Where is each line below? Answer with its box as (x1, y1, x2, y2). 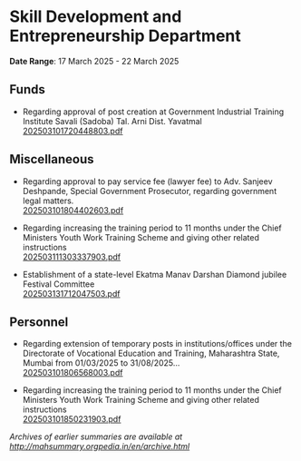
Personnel (9, 314, 69, 329)
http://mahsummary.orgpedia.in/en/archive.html (9, 441, 190, 452)
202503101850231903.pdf (22, 414, 121, 425)
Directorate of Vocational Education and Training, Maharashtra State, (22, 348, 280, 359)
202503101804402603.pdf (22, 204, 124, 215)
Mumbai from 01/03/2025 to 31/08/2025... (22, 358, 180, 368)
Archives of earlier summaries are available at (9, 431, 183, 442)
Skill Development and (9, 6, 182, 27)
